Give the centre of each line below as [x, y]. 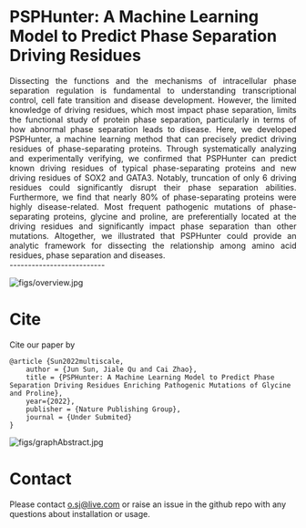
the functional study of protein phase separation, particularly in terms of [153, 119]
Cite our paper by [42, 345]
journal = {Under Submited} [79, 417]
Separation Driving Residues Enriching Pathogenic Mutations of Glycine [150, 385]
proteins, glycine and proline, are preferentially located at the [175, 216]
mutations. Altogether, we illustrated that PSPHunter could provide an [153, 235]
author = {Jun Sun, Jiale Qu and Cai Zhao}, [112, 369]
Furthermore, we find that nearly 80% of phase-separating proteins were [153, 197]
